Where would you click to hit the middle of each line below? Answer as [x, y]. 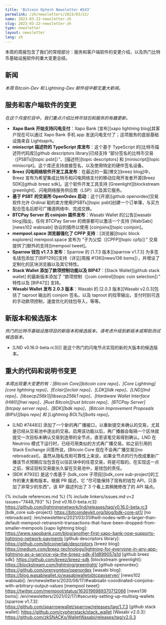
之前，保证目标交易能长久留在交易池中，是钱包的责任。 [68, 468]
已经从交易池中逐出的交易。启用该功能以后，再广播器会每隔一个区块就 [88, 431]
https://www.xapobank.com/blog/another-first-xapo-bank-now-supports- [80, 533]
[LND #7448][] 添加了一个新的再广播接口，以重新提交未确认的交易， [82, 425]
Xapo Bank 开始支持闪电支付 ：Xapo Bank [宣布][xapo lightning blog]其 [84, 128]
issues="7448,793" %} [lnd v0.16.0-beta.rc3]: [51, 502]
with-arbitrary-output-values [34, 586]
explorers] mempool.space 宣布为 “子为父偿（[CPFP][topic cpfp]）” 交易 [85, 239]
